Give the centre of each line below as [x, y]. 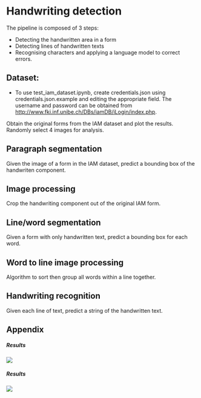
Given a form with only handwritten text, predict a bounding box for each [97, 237]
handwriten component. [36, 170]
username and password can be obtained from [74, 105]
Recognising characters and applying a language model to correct [97, 52]
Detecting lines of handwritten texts [60, 46]
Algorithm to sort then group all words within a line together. [81, 277]
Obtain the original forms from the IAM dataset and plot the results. [90, 123]
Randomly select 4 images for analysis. [55, 130]
